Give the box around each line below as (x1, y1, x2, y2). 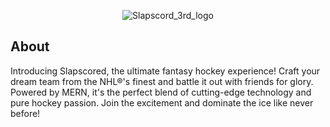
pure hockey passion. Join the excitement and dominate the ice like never (10, 96, 314, 109)
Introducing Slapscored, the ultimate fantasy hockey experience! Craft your (10, 65, 321, 77)
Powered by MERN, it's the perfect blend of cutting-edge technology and (10, 86, 312, 98)
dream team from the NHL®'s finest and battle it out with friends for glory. (10, 75, 314, 87)
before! (10, 107, 41, 119)
